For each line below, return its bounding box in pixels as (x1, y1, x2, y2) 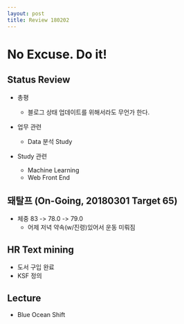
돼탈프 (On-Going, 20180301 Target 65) (7, 195, 178, 206)
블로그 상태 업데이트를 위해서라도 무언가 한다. (27, 108, 150, 116)
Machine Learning (27, 165, 80, 174)
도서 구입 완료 (17, 263, 55, 271)
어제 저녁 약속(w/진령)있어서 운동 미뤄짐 (27, 223, 136, 232)
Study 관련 (17, 152, 47, 160)
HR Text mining (7, 244, 75, 255)
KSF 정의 (17, 271, 43, 280)
